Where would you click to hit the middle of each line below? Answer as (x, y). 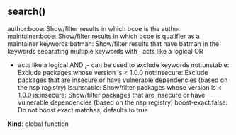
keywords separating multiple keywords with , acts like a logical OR (105, 51)
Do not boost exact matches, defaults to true (83, 110)
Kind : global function (38, 124)
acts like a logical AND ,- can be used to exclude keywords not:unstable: (123, 65)
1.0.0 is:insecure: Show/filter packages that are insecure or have (111, 95)
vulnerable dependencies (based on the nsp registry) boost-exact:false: (123, 102)
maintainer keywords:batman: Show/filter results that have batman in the (113, 43)
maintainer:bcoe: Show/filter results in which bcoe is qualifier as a (103, 36)
